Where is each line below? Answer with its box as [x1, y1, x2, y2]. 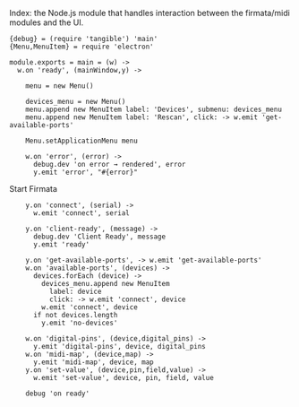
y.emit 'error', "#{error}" [32, 168, 139, 177]
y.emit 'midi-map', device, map [32, 358, 154, 367]
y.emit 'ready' [32, 240, 90, 249]
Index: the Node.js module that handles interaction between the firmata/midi [9, 8, 291, 18]
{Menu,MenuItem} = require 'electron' [9, 42, 154, 51]
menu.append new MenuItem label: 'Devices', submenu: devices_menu [25, 105, 282, 114]
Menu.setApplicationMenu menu [25, 136, 139, 145]
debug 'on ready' [25, 389, 90, 398]
